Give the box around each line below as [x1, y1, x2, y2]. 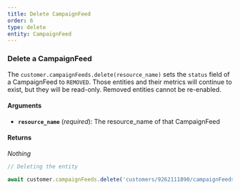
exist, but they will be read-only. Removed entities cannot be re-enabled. [7, 85, 221, 93]
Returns [7, 133, 32, 142]
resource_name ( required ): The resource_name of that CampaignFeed [17, 117, 220, 125]
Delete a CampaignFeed [7, 54, 92, 64]
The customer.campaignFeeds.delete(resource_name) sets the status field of [7, 70, 230, 78]
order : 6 [7, 17, 34, 24]
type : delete [7, 23, 46, 31]
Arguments [7, 101, 42, 110]
